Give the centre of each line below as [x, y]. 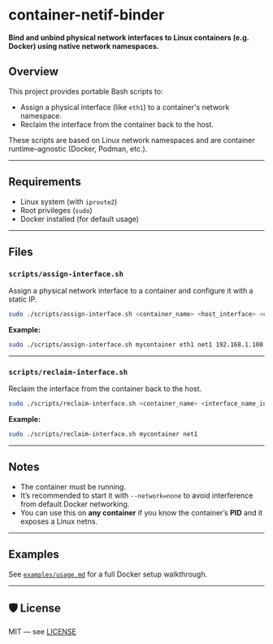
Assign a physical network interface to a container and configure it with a [131, 291]
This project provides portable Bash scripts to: [86, 91]
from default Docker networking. [75, 504]
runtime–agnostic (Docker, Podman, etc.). [78, 149]
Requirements [45, 182]
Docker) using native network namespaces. [84, 46]
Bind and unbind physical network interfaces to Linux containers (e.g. [129, 37]
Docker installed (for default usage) [80, 219]
